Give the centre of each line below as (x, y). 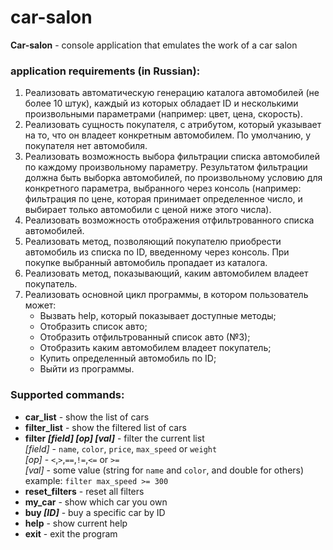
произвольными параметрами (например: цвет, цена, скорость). (163, 114)
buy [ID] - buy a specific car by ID (95, 512)
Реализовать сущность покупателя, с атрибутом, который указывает (173, 125)
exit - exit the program (71, 533)
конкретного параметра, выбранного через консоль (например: (163, 188)
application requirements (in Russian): (105, 71)
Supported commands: (67, 395)
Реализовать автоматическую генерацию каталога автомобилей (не (172, 93)
